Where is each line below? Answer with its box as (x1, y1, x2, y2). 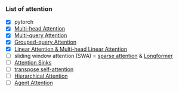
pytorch (14, 19, 34, 26)
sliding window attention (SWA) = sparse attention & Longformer (14, 52, 173, 59)
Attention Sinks (14, 59, 52, 66)
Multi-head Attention (14, 25, 66, 32)
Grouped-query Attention (14, 38, 77, 46)
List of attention (5, 5, 53, 13)
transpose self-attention (14, 65, 74, 73)
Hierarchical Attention (14, 72, 68, 79)
